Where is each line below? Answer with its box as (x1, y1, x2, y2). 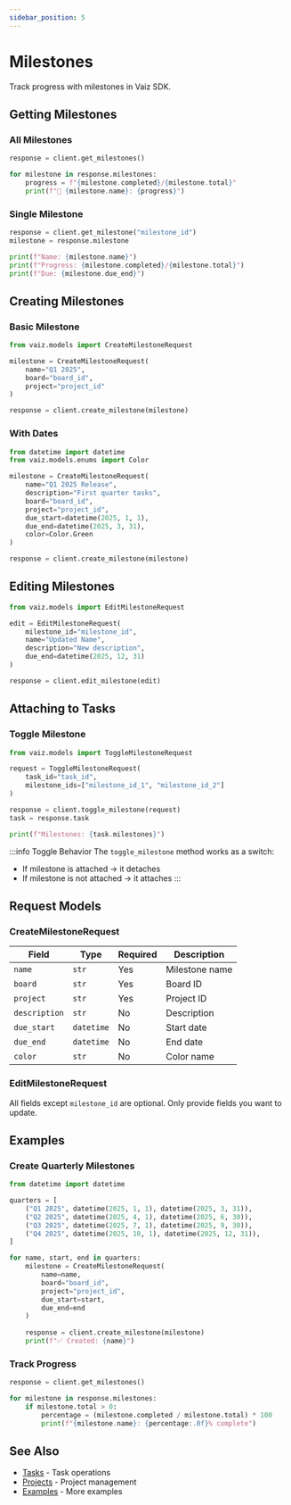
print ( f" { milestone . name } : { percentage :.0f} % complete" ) (41, 1418, 256, 1428)
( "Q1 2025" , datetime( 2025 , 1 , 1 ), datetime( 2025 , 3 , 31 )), (25, 1204, 253, 1213)
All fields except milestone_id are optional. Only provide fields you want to (9, 1097, 282, 1108)
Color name (166, 1051, 215, 1063)
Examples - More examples (21, 1486, 123, 1497)
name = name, (41, 1270, 82, 1279)
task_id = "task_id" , (25, 773, 98, 782)
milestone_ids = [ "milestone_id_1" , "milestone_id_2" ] (25, 781, 225, 790)
